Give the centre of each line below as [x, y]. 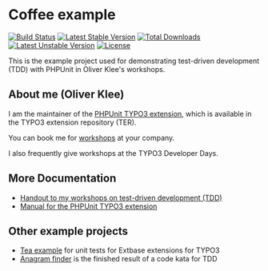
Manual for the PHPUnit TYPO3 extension [88, 206]
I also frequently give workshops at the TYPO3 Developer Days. [113, 153]
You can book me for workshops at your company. [92, 137]
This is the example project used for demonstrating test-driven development [134, 61]
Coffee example [62, 15]
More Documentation [62, 179]
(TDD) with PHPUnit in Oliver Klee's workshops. [87, 69]
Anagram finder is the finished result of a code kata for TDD [118, 259]
